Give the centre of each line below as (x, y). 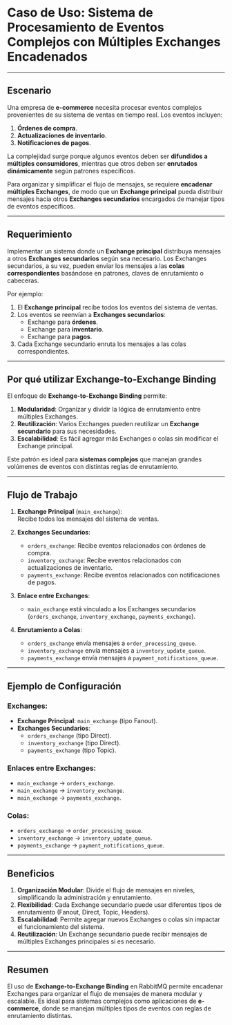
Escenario (29, 91)
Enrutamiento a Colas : (50, 630)
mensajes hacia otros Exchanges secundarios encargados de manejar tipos (116, 199)
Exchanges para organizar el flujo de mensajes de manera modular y (105, 994)
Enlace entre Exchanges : (54, 596)
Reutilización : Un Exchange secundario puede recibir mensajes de (112, 935)
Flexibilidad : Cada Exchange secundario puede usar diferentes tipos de (119, 905)
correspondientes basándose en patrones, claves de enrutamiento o (105, 273)
